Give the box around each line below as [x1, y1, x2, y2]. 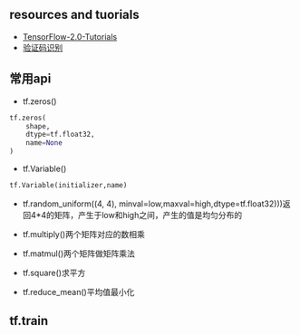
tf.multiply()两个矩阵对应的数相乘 [22, 228, 145, 239]
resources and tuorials [9, 7, 140, 23]
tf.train [9, 313, 49, 329]
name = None [25, 139, 63, 148]
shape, [25, 121, 51, 130]
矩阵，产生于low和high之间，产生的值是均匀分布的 [53, 209, 243, 220]
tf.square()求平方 [22, 267, 86, 278]
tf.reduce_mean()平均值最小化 [22, 286, 135, 297]
